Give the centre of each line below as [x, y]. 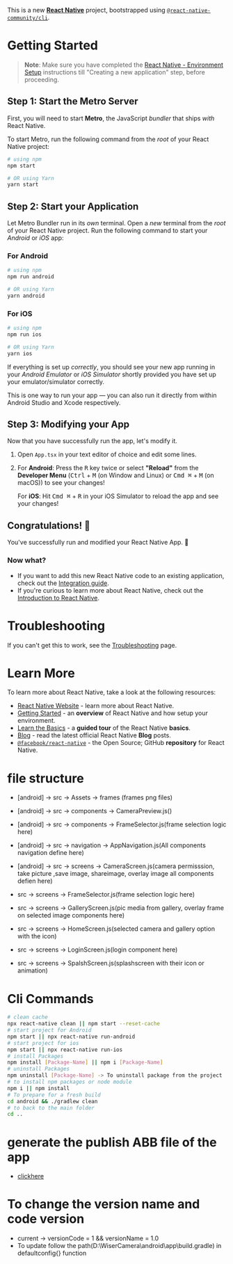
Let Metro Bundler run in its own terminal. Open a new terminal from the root [116, 223]
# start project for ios [43, 1043]
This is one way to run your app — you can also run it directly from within [112, 395]
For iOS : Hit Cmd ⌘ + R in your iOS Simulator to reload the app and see [118, 496]
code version [46, 1219]
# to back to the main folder [51, 1108]
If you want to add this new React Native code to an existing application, [121, 575]
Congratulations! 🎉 [49, 526]
